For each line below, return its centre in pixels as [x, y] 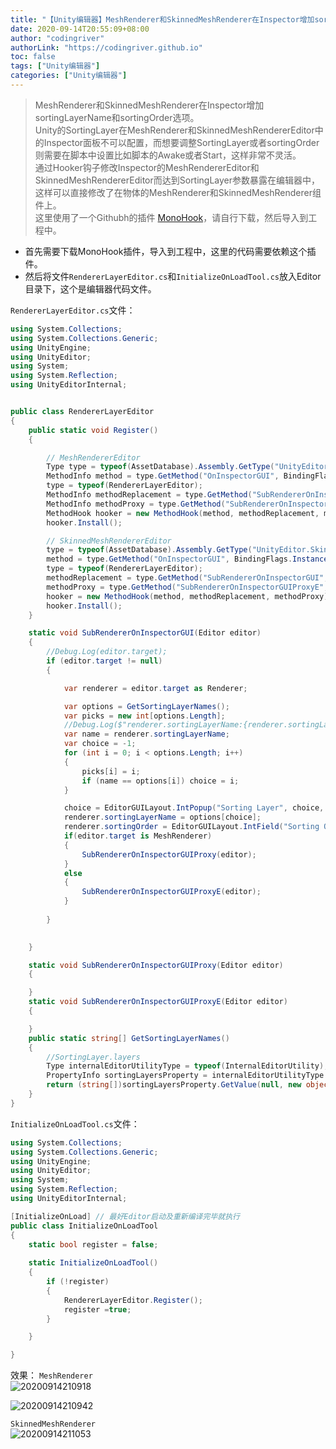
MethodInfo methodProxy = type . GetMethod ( [136, 504]
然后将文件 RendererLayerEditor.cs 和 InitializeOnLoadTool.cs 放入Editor [173, 276]
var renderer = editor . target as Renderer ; [155, 688]
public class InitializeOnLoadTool [84, 1226]
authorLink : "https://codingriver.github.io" [106, 47]
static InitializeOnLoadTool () [93, 1263]
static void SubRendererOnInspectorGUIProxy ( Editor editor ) [156, 965]
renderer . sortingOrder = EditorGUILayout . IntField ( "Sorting [191, 827]
